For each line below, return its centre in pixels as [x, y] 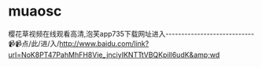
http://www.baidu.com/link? [104, 43]
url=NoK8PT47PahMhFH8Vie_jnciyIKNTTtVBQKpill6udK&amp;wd [114, 55]
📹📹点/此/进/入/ [34, 43]
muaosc [35, 11]
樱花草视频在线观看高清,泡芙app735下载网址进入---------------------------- [131, 33]
